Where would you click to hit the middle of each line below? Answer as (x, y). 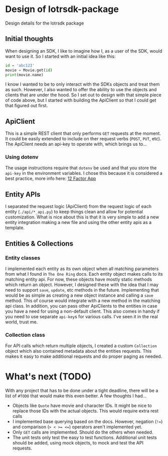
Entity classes (23, 258)
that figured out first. (27, 106)
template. (15, 228)
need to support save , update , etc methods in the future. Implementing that (82, 290)
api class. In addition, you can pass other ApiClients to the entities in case (81, 306)
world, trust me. (22, 322)
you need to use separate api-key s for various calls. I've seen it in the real (81, 316)
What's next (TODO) (48, 377)
